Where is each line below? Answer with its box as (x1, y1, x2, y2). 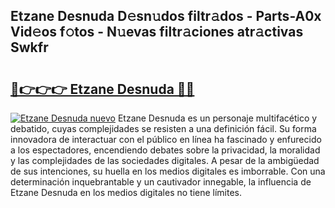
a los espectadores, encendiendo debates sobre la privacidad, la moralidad (10, 144, 321, 156)
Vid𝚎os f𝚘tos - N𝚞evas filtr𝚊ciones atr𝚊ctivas (10, 24, 304, 41)
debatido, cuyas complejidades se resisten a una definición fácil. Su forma (10, 123, 317, 134)
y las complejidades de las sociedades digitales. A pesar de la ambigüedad (10, 155, 320, 166)
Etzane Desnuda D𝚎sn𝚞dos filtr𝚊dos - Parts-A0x (10, 8, 322, 25)
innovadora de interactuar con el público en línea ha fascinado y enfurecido (10, 134, 322, 145)
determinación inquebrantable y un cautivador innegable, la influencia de (10, 176, 312, 188)
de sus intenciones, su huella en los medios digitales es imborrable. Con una (10, 165, 326, 177)
